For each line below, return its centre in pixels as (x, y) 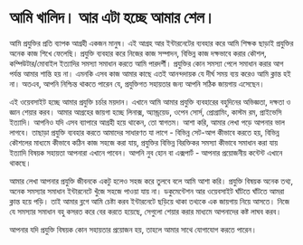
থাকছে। (20, 163)
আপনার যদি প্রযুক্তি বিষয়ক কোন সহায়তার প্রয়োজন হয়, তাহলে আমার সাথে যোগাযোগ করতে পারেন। (133, 230)
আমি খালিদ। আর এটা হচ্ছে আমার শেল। (112, 18)
